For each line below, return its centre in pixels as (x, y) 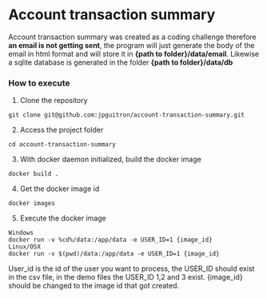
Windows (21, 233)
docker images (32, 204)
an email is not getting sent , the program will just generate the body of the (132, 45)
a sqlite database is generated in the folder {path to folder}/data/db (121, 62)
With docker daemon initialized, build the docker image (110, 159)
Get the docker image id (60, 189)
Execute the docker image (63, 218)
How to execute (39, 83)
